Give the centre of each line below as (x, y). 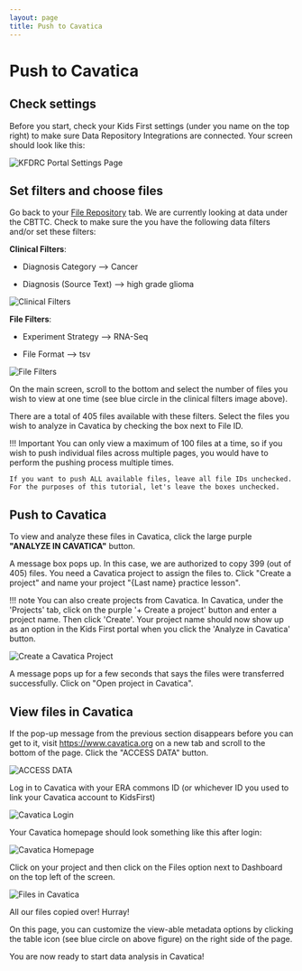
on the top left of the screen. (62, 876)
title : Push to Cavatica (56, 26)
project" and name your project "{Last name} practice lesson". (125, 583)
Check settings (53, 104)
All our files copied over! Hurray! (69, 911)
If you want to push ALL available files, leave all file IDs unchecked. (151, 480)
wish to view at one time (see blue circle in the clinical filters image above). (149, 399)
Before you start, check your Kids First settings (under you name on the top (150, 126)
